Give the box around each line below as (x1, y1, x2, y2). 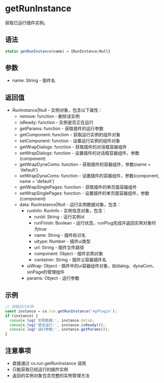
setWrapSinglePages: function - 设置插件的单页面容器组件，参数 (19, 190, 149, 196)
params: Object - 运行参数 (26, 275, 80, 281)
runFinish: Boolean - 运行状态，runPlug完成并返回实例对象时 (34, 220, 157, 226)
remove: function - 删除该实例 (19, 113, 80, 119)
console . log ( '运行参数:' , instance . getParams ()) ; (9, 327, 110, 332)
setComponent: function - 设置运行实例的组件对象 (19, 138, 120, 144)
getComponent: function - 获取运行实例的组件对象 (19, 132, 121, 138)
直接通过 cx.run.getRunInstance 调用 (12, 360, 87, 366)
